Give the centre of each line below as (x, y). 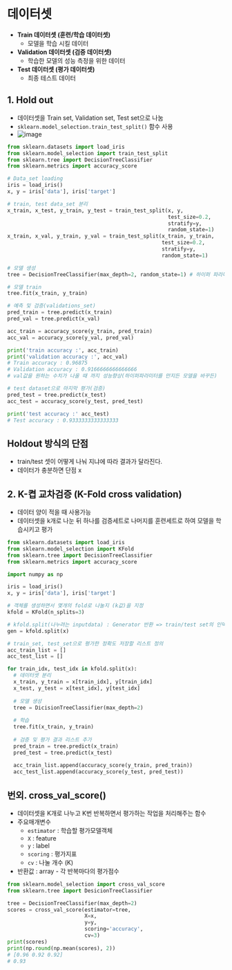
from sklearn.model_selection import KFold (71, 549)
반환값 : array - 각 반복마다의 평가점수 (68, 871)
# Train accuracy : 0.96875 (48, 363)
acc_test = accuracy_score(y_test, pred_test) (75, 401)
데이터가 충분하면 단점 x (49, 470)
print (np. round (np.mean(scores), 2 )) (61, 948)
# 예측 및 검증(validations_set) (52, 306)
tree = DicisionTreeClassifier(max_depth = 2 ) (78, 708)
